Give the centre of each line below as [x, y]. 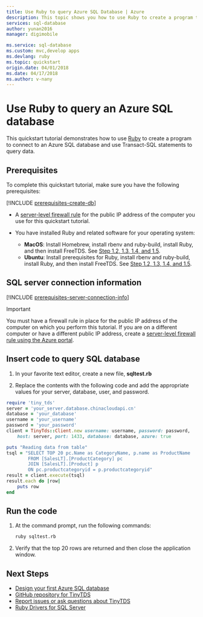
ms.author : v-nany [29, 79]
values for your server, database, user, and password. [82, 392]
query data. [21, 151]
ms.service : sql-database [39, 45]
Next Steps [27, 574]
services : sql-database [36, 23]
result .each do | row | [34, 481]
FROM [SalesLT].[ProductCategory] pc [75, 459]
